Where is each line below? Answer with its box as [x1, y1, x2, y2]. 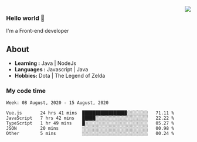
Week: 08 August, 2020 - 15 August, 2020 [6, 100, 109, 106]
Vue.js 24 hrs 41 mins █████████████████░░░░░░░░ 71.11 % [6, 110, 175, 116]
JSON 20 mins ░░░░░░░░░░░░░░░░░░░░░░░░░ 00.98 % [6, 126, 175, 131]
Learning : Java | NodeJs [14, 60, 77, 67]
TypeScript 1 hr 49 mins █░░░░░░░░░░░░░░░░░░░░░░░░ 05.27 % [6, 120, 175, 126]
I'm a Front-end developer [6, 27, 69, 34]
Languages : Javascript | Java [14, 66, 89, 73]
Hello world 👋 [6, 14, 45, 22]
